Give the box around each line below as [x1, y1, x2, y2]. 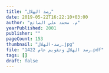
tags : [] [6, 52, 28, 58]
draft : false [6, 58, 38, 64]
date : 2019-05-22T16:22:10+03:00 [6, 14, 88, 20]
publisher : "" [6, 31, 41, 36]
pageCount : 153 [6, 36, 44, 42]
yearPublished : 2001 [6, 25, 57, 31]
